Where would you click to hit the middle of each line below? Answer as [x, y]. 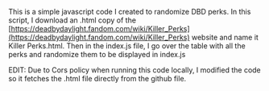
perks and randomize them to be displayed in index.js [97, 54]
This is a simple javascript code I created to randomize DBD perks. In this [130, 12]
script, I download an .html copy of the [72, 20]
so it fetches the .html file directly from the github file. [97, 79]
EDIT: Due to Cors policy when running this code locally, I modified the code [135, 70]
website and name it [226, 37]
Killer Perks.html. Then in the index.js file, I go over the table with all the [127, 46]
